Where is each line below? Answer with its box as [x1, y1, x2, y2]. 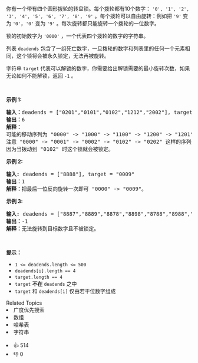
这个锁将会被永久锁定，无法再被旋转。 [16, 52, 110, 59]
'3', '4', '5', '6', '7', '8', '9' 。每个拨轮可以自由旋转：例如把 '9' [6, 12, 181, 19]
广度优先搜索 [14, 306, 45, 313]
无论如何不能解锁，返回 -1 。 [6, 72, 77, 79]
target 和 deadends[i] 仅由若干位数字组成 [14, 288, 116, 295]
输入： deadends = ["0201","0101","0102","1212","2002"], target [6, 109, 193, 115]
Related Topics [6, 299, 42, 306]
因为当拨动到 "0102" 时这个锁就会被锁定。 [6, 146, 114, 152]
